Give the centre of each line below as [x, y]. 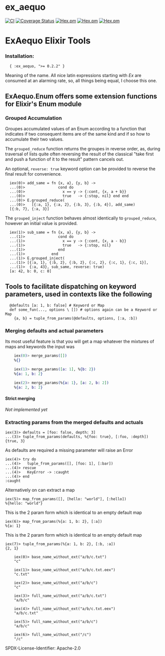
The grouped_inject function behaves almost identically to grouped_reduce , [81, 218]
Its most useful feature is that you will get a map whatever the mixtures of [80, 341]
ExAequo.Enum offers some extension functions [81, 96]
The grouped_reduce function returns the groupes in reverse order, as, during [83, 149]
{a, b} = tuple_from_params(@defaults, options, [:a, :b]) [76, 318]
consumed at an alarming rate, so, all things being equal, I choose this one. [81, 81]
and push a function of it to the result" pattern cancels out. [65, 159]
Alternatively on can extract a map [40, 490]
